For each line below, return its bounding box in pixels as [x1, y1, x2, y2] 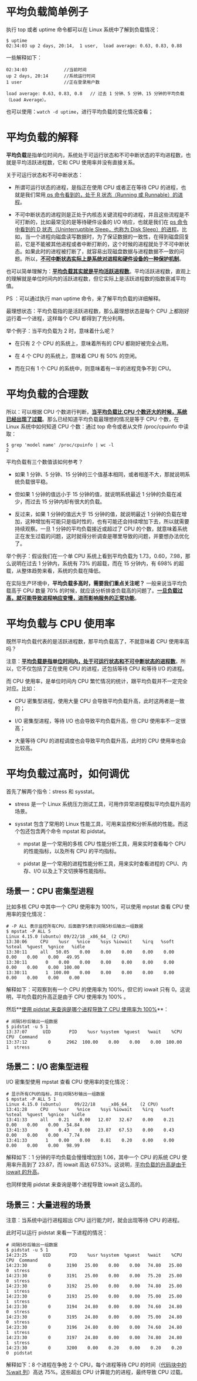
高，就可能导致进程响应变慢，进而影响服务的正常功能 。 [6, 594, 140, 601]
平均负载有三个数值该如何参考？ [6, 458, 83, 465]
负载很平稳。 [19, 478, 51, 485]
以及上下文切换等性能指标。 [42, 867, 110, 874]
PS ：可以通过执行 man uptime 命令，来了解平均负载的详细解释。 [6, 295, 164, 302]
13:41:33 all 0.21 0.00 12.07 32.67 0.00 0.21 [6, 1117, 175, 1123]
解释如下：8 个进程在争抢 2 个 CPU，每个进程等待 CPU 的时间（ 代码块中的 [6, 1361, 186, 1369]
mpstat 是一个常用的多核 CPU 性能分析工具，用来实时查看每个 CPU [23, 840, 186, 847]
